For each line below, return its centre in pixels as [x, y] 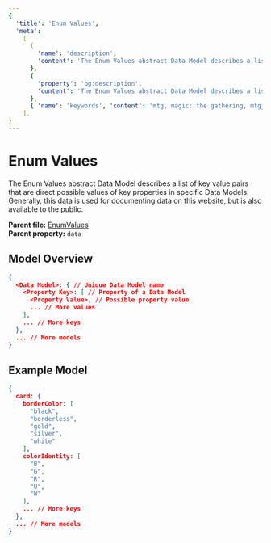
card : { [29, 397]
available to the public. [46, 209]
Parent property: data [45, 233]
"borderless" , [54, 419]
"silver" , [46, 434]
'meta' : [29, 31]
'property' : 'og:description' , [90, 83]
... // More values [62, 308]
